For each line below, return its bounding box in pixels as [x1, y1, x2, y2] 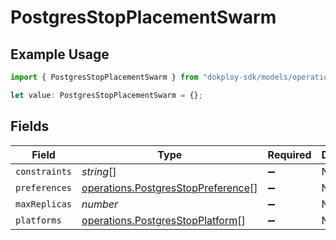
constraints [15, 166, 73, 177]
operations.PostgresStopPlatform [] [81, 213, 246, 227]
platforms [15, 214, 62, 226]
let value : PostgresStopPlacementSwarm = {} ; [10, 90, 203, 100]
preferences [15, 182, 73, 193]
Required [267, 147, 312, 161]
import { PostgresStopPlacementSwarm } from [10, 72, 199, 82]
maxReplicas [15, 198, 73, 210]
